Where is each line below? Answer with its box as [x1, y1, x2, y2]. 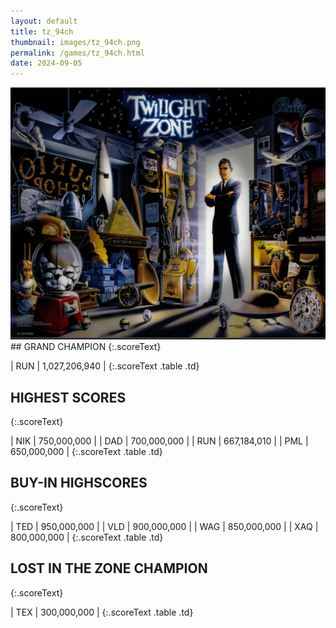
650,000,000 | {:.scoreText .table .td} [10, 446, 163, 458]
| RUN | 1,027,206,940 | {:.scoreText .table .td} [10, 360, 200, 372]
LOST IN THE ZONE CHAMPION [10, 560, 208, 577]
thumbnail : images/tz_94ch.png [10, 37, 141, 47]
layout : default [10, 16, 78, 26]
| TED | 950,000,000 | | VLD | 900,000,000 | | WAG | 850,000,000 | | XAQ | [10, 520, 319, 532]
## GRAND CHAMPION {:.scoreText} [10, 341, 162, 353]
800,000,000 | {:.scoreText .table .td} [10, 531, 164, 543]
